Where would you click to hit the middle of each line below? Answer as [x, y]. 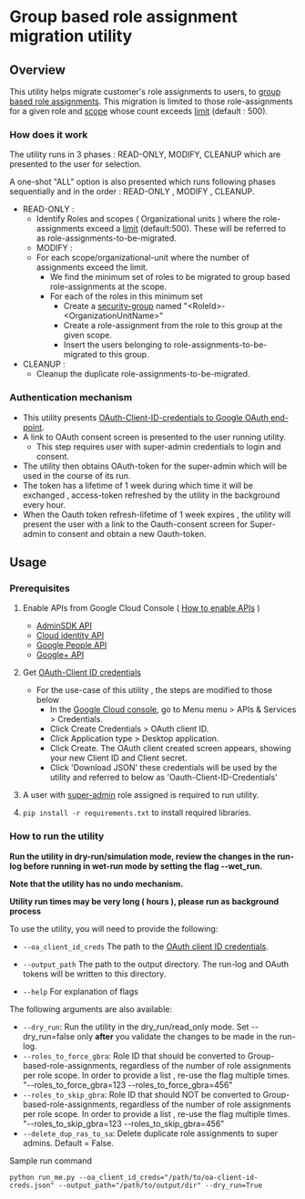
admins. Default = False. [68, 1142]
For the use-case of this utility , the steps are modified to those [154, 690]
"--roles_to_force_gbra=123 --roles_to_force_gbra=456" [128, 1085]
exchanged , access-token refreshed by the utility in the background [151, 495]
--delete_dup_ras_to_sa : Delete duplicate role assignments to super [150, 1133]
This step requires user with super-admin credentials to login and [158, 446]
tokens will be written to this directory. [94, 974]
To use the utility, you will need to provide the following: [114, 928]
